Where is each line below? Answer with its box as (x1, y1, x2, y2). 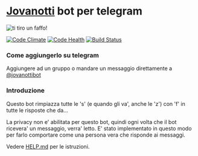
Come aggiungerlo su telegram (6, 51, 100, 59)
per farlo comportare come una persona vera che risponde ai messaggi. (6, 131, 185, 138)
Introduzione (6, 86, 45, 95)
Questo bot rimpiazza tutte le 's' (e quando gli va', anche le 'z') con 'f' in (6, 100, 186, 107)
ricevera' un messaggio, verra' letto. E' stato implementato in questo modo (6, 125, 192, 132)
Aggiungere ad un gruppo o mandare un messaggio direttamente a (6, 65, 173, 72)
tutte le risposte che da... (6, 106, 68, 114)
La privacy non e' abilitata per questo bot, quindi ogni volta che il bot (6, 118, 177, 125)
